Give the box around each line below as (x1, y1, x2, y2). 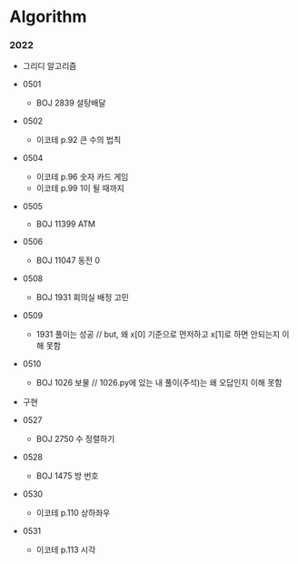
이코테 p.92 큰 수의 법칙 (35, 135, 122, 146)
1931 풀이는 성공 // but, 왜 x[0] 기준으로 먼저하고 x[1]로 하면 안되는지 (35, 329, 280, 340)
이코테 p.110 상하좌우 (35, 508, 111, 519)
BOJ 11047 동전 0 (35, 255, 101, 266)
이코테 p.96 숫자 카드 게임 (35, 171, 129, 183)
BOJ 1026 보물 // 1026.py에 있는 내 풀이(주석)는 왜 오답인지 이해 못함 (35, 378, 283, 388)
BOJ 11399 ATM (35, 218, 95, 229)
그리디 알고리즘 (22, 61, 77, 72)
